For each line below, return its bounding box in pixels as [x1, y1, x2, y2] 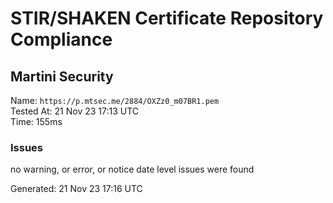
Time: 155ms [10, 116, 63, 127]
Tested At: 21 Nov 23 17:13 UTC [10, 105, 140, 117]
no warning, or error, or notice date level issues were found [10, 163, 255, 176]
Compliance [10, 28, 113, 51]
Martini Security [10, 68, 114, 85]
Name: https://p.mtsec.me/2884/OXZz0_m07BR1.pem [10, 95, 220, 106]
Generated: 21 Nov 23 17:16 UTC [10, 183, 143, 195]
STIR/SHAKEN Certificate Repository [10, 7, 324, 30]
